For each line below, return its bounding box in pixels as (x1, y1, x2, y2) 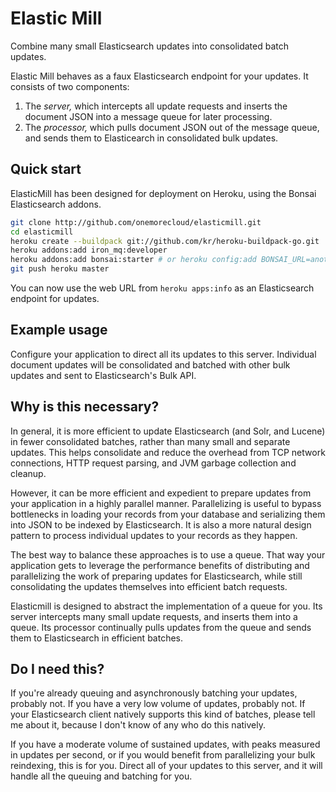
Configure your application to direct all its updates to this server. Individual (10, 348, 317, 360)
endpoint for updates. (10, 293, 100, 304)
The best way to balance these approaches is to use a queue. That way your (10, 548, 326, 561)
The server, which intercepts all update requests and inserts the (24, 100, 288, 112)
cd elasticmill (10, 227, 74, 237)
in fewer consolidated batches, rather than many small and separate (10, 435, 291, 447)
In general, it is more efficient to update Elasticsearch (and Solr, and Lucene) (10, 425, 326, 437)
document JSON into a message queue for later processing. (24, 110, 273, 122)
